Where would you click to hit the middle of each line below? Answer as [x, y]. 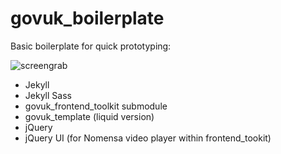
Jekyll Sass [48, 95]
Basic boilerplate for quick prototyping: [91, 46]
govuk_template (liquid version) [89, 116]
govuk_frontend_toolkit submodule [96, 106]
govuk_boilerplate [87, 18]
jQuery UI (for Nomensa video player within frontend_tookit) [148, 138]
